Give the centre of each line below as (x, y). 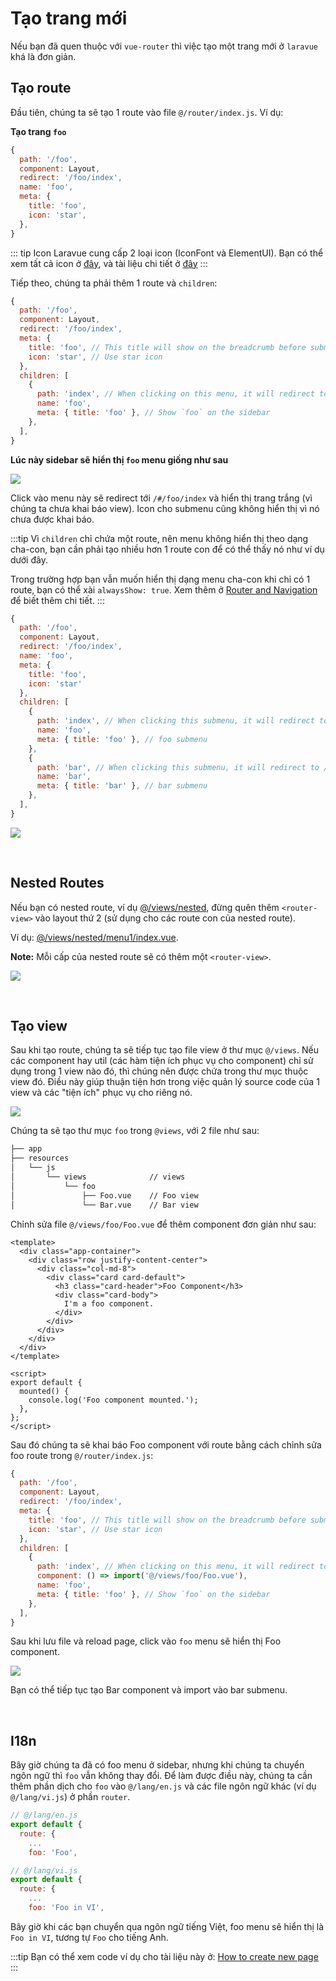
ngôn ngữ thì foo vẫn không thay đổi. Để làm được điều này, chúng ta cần (161, 1776)
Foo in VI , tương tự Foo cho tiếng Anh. (89, 1937)
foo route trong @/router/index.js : (82, 1455)
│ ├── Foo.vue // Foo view (104, 1195)
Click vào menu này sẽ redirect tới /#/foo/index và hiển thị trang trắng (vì (161, 498)
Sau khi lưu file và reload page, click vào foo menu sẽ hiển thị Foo (146, 1641)
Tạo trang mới (69, 18)
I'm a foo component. (109, 1303)
